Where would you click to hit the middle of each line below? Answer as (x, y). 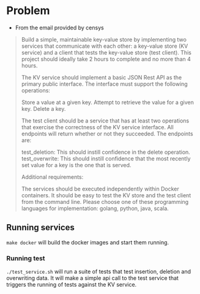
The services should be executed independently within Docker (100, 189)
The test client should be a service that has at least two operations (105, 121)
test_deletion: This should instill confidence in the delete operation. (106, 152)
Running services (41, 228)
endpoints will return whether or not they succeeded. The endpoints (107, 134)
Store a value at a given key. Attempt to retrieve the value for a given (108, 102)
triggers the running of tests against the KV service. (72, 285)
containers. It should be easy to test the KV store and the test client (106, 195)
